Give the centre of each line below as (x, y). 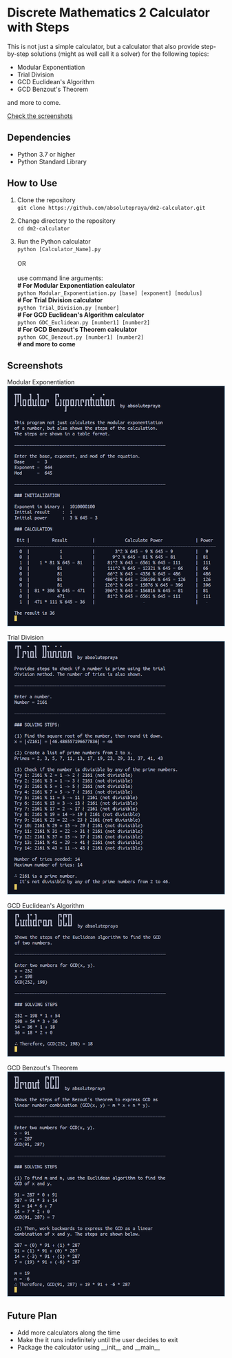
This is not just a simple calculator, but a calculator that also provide (103, 46)
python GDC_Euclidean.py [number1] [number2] (83, 322)
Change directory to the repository (66, 220)
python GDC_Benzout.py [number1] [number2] (81, 337)
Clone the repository (46, 200)
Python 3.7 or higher (46, 154)
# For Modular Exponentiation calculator (76, 285)
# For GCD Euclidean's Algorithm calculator (81, 315)
